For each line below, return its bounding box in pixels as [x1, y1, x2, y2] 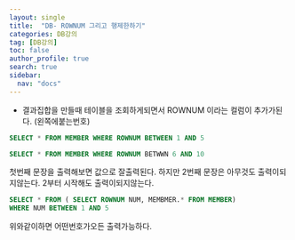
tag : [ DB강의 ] [9, 37, 58, 47]
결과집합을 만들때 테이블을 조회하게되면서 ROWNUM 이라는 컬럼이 [21, 104, 252, 116]
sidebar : [9, 71, 42, 80]
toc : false [9, 46, 50, 55]
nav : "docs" [17, 79, 62, 88]
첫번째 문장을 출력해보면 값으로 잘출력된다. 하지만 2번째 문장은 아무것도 [9, 166, 256, 178]
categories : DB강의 [9, 29, 78, 38]
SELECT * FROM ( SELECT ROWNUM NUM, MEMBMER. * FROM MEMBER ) [9, 196, 237, 204]
